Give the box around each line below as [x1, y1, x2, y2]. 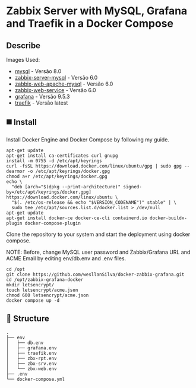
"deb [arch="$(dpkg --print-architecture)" [11, 184, 121, 190]
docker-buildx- [149, 215, 187, 221]
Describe [6, 40, 40, 51]
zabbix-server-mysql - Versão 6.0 [14, 74, 98, 81]
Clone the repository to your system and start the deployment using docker [6, 231, 191, 238]
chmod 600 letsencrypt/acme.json [6, 292, 89, 298]
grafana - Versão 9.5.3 [14, 93, 70, 100]
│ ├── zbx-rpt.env [6, 355, 58, 361]
